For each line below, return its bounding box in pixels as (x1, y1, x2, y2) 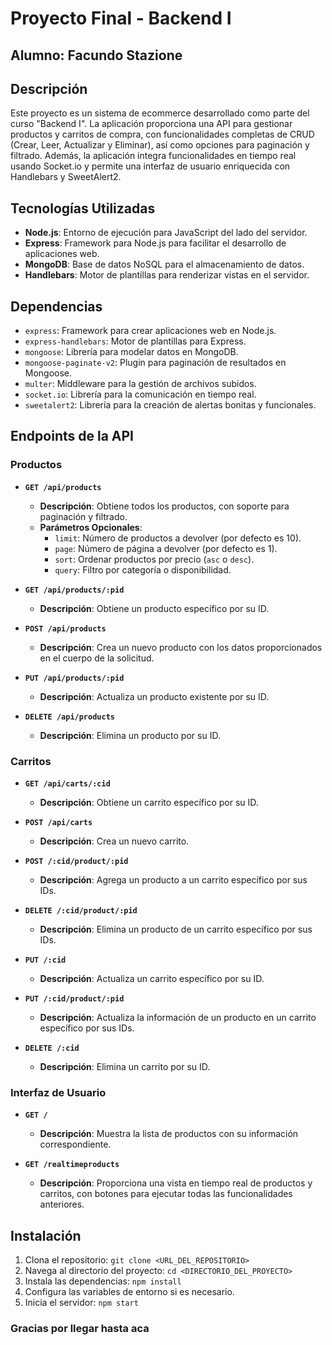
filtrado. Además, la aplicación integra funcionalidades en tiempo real (10, 150, 297, 162)
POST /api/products (24, 623, 107, 634)
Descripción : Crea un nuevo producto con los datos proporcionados (39, 641, 323, 653)
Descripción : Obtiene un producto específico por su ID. (39, 602, 270, 614)
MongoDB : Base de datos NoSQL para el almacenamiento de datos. (24, 258, 305, 271)
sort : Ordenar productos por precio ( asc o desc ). (54, 553, 255, 565)
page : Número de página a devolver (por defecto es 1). (54, 542, 278, 554)
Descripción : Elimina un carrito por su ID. (39, 1061, 211, 1072)
